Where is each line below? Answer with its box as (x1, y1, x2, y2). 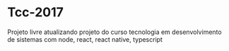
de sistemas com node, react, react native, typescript (7, 35, 163, 43)
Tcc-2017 (7, 4, 64, 21)
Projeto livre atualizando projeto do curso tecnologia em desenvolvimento (7, 28, 222, 36)
